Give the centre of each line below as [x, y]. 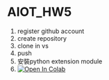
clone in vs [33, 46]
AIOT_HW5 [40, 12]
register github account [51, 31]
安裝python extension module [60, 61]
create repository [42, 38]
